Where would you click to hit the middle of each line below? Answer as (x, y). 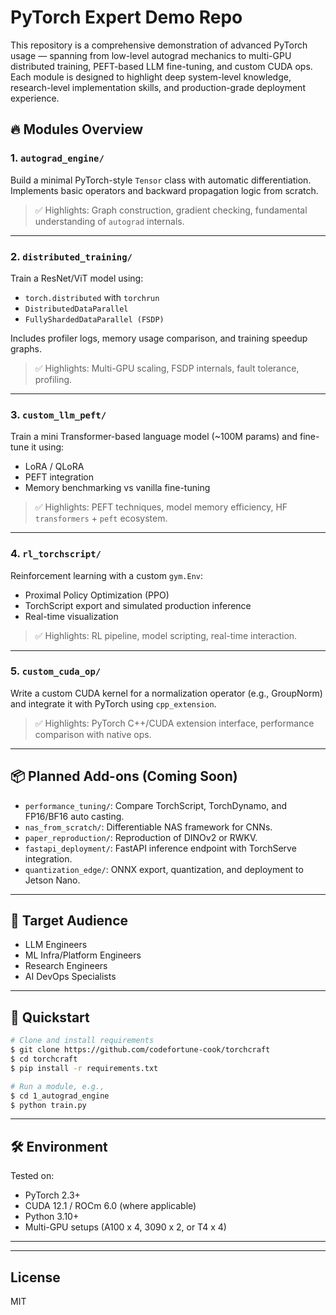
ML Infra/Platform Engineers (83, 955)
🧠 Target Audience (69, 921)
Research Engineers (66, 966)
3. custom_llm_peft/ (58, 414)
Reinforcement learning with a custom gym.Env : (107, 575)
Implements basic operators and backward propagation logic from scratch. (164, 190)
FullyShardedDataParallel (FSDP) (94, 319)
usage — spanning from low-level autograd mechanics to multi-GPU (151, 55)
